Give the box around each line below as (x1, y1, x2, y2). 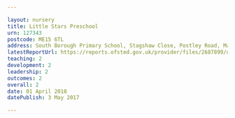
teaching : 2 (7, 55, 42, 63)
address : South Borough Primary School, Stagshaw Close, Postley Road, (7, 43, 220, 50)
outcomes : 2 (7, 75, 42, 82)
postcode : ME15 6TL (7, 36, 64, 43)
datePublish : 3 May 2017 (7, 94, 80, 101)
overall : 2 (7, 81, 39, 88)
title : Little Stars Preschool (7, 22, 99, 30)
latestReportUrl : (7, 49, 58, 56)
